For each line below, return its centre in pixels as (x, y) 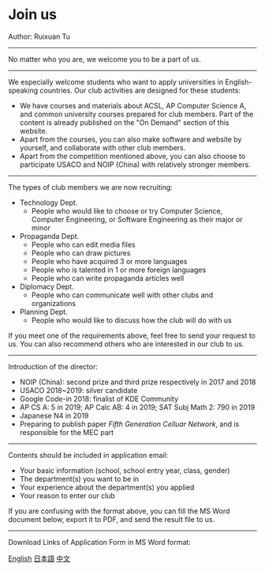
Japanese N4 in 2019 (54, 415)
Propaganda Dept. (49, 236)
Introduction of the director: (53, 366)
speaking (23, 90)
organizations (54, 303)
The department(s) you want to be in (79, 478)
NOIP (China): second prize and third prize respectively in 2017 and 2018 (138, 382)
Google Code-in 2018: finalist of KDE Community (99, 399)
